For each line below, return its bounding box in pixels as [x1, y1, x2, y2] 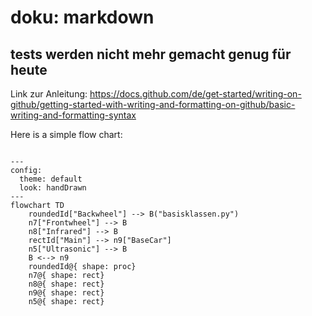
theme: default [19, 174, 83, 184]
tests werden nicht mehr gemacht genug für [10, 46, 292, 63]
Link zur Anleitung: [10, 88, 88, 100]
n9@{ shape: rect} [28, 288, 105, 298]
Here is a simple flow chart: [10, 129, 123, 140]
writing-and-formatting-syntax [10, 109, 137, 121]
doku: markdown [10, 6, 155, 29]
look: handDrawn [19, 183, 87, 193]
